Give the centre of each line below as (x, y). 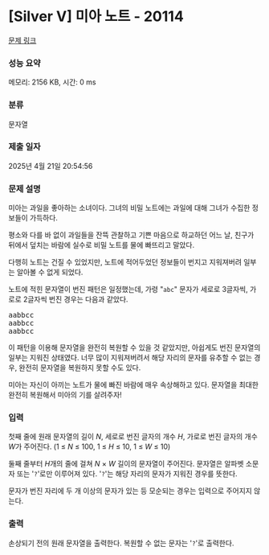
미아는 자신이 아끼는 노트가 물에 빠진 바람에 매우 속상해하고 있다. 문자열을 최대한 (134, 385)
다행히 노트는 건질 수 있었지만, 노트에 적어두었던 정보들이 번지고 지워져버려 (125, 262)
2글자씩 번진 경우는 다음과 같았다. (75, 299)
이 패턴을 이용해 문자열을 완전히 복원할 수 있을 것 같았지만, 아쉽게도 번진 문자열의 (134, 347)
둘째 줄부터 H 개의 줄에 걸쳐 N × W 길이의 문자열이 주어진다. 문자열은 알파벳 (126, 464)
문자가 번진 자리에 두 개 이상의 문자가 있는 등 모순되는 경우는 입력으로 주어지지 (130, 491)
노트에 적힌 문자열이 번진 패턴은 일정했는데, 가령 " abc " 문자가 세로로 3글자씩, (128, 290)
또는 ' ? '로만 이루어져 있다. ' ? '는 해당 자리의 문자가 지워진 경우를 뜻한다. (127, 474)
